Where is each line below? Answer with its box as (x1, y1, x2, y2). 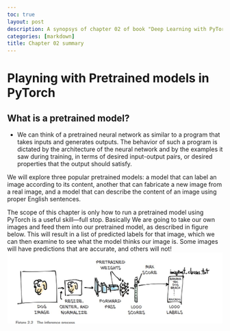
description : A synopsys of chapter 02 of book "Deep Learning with (7, 25, 207, 32)
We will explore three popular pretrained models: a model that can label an (7, 173, 217, 181)
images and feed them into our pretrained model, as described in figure (7, 223, 209, 231)
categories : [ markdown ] (7, 33, 75, 40)
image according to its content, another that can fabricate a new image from (7, 181, 222, 189)
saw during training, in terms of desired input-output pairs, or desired (16, 152, 213, 161)
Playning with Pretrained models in (7, 71, 209, 86)
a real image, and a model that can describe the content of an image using (7, 187, 217, 196)
